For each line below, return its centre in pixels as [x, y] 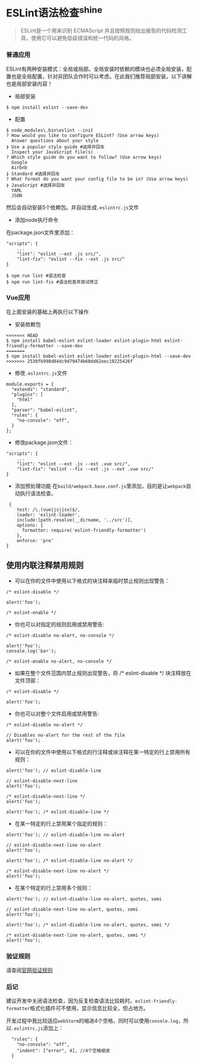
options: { [30, 525]
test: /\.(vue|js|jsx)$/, [49, 510]
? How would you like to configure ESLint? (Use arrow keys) [83, 135]
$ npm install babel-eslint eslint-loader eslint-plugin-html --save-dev [99, 356]
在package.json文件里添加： [41, 232]
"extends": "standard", [40, 389]
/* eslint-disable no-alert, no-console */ [60, 635]
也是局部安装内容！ [29, 83]
